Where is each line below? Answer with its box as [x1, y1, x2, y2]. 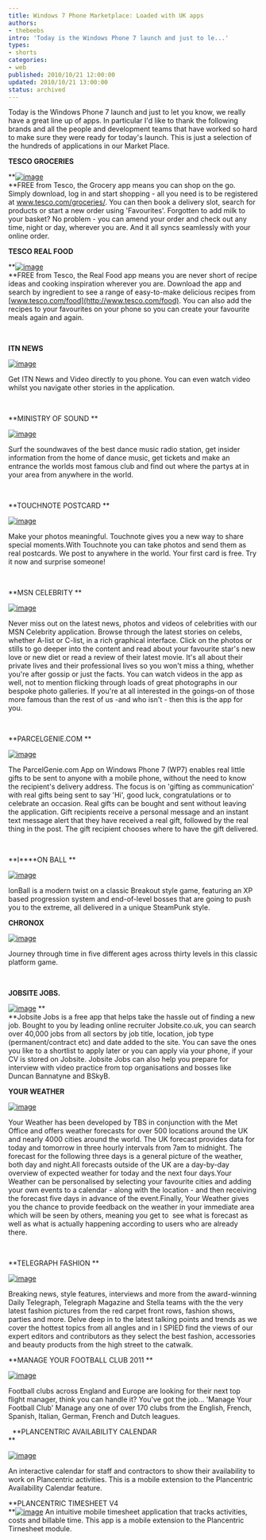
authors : [8, 19, 37, 27]
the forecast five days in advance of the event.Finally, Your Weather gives [8, 1194, 249, 1203]
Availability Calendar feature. [8, 1483, 102, 1493]
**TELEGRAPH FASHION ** [8, 1258, 99, 1268]
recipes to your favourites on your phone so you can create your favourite [8, 304, 250, 314]
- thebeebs [8, 26, 44, 34]
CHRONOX [8, 918, 44, 928]
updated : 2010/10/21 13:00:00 [8, 78, 109, 86]
